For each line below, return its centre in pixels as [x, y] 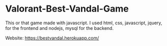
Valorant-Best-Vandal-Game [67, 9]
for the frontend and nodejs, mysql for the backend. [59, 28]
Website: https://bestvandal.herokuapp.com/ [52, 38]
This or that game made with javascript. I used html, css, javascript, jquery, [84, 23]
